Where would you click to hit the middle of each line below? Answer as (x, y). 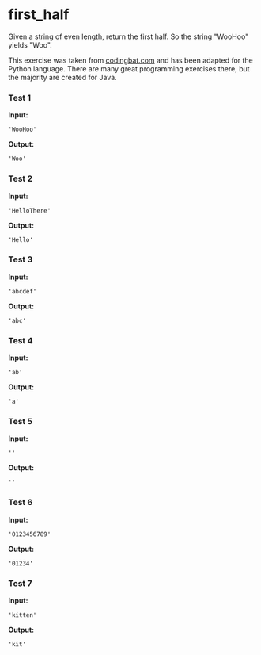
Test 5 (21, 422)
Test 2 (21, 178)
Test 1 (20, 98)
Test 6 (21, 503)
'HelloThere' (30, 211)
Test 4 (21, 340)
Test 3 (21, 259)
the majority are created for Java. (62, 77)
